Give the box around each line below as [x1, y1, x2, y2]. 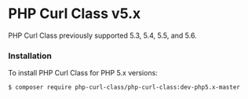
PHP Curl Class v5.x [8, 5, 141, 23]
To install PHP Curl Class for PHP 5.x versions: [8, 68, 159, 78]
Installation [8, 50, 53, 61]
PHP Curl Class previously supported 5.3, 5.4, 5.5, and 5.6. [8, 31, 198, 40]
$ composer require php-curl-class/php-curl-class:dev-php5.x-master [8, 83, 241, 91]
